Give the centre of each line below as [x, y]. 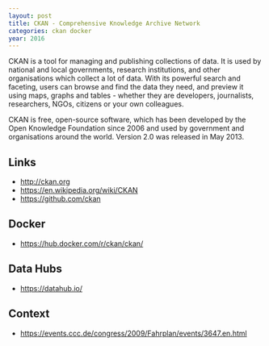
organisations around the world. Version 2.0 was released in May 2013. [126, 137]
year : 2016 [27, 38]
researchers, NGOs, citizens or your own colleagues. [96, 104]
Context [29, 314]
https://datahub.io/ [51, 288]
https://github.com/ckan [60, 199]
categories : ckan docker [50, 31]
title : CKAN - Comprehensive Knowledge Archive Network [104, 23]
